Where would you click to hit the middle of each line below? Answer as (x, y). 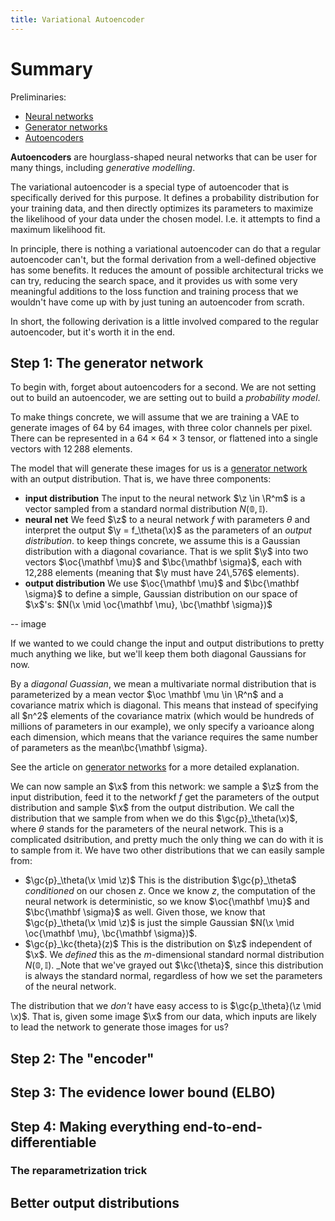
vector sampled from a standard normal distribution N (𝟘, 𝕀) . (146, 509)
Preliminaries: (38, 97)
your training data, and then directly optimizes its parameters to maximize (162, 208)
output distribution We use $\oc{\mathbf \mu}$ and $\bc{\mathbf (162, 583)
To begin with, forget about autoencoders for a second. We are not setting (163, 387)
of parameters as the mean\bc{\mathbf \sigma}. (109, 748)
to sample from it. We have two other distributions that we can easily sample (168, 850)
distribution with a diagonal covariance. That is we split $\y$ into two (166, 552)
